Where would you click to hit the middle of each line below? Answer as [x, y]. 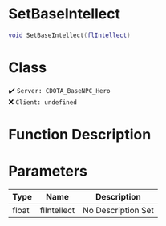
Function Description [80, 134]
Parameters [48, 171]
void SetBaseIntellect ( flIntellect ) [69, 35]
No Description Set [118, 210]
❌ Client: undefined [43, 102]
